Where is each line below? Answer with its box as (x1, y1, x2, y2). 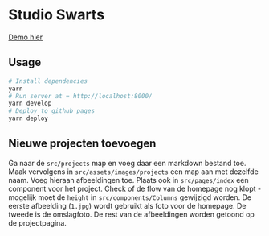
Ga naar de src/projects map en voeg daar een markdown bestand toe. (8, 158, 247, 168)
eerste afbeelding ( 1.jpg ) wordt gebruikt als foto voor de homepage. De (8, 201, 247, 210)
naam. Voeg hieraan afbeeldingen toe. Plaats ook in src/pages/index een (8, 175, 249, 184)
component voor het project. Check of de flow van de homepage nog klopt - (8, 184, 262, 193)
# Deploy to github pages (8, 107, 95, 115)
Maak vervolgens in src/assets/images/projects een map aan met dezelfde (8, 167, 259, 176)
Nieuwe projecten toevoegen (8, 137, 157, 151)
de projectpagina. (8, 217, 67, 227)
